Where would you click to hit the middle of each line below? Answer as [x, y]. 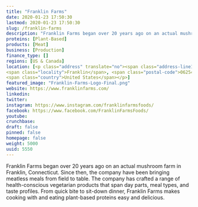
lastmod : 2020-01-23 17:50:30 [43, 22]
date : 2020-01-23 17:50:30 [39, 17]
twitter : [17, 99]
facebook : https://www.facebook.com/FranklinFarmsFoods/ [77, 111]
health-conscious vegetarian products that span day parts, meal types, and [98, 185]
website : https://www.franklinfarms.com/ [58, 89]
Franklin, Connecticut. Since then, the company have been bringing [88, 172]
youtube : [17, 116]
